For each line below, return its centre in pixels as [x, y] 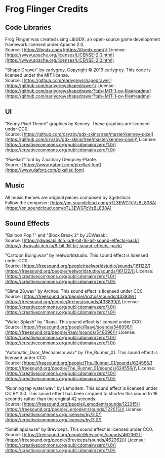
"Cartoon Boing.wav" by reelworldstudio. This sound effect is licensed [77, 255]
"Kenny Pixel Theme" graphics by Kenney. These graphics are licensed [77, 123]
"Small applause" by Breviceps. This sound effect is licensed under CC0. [79, 429]
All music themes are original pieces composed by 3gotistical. [68, 197]
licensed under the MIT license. [37, 75]
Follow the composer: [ [28, 203]
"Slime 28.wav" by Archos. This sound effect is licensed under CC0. [75, 291]
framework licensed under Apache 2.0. [45, 45]
